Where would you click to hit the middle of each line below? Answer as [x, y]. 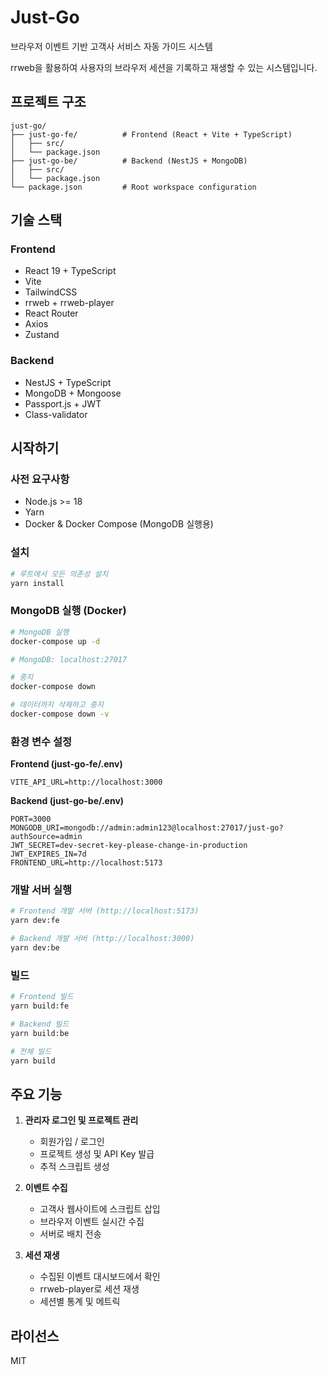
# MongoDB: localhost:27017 [69, 659]
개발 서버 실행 [41, 890]
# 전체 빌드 [31, 1051]
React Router [51, 313]
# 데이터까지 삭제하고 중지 [57, 705]
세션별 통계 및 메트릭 [80, 1302]
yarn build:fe [40, 1006]
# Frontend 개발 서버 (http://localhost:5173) [105, 911]
